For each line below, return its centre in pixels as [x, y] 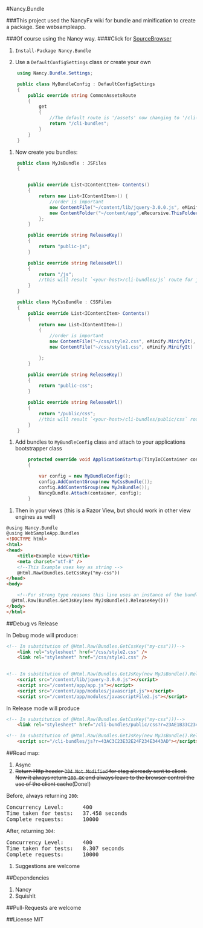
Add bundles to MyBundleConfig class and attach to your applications [100, 442]
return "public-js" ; [64, 246]
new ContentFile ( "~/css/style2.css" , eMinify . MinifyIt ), [123, 341]
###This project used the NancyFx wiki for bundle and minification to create [101, 20]
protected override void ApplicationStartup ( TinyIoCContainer [108, 459]
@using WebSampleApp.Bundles [43, 533]
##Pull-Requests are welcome [44, 908]
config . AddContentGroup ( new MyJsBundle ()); [94, 487]
